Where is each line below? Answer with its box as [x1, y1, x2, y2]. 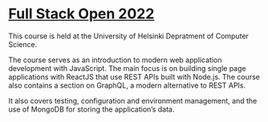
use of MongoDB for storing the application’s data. [8, 104, 175, 114]
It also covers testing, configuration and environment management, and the [8, 96, 258, 105]
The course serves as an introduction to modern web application [8, 55, 222, 65]
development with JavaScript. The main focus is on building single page [8, 63, 246, 73]
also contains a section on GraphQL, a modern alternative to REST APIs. [8, 81, 246, 90]
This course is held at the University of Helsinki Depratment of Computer [8, 31, 249, 41]
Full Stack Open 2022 [8, 5, 155, 23]
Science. [8, 39, 38, 49]
